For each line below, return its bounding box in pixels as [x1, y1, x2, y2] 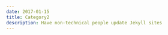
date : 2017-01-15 [6, 8, 50, 15]
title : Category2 [6, 14, 50, 20]
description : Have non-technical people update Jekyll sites [6, 20, 163, 26]
